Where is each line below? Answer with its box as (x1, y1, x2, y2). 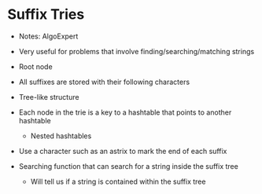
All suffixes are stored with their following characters (18, 77, 190, 86)
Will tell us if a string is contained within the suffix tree (30, 177, 206, 186)
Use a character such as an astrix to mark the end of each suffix (18, 146, 227, 156)
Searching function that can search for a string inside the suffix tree (18, 161, 239, 170)
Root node (18, 61, 53, 71)
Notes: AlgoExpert (18, 31, 79, 41)
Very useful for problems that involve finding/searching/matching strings (18, 46, 255, 56)
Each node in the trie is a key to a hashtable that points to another (18, 108, 232, 117)
